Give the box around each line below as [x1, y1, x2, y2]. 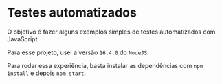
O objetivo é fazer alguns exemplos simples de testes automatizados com [7, 28, 216, 36]
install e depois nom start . [7, 69, 87, 77]
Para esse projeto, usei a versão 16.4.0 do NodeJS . [7, 48, 149, 56]
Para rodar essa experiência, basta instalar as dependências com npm [7, 61, 203, 70]
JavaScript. [7, 34, 40, 43]
